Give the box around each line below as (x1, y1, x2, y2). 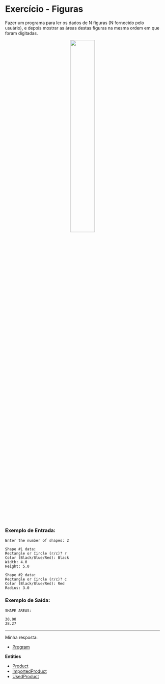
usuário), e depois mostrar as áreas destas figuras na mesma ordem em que (5, 25, 160, 31)
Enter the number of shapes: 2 (5, 538, 69, 543)
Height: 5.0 (5, 564, 29, 569)
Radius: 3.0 (5, 586, 29, 590)
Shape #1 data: (5, 547, 36, 552)
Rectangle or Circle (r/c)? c (5, 577, 67, 582)
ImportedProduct (12, 668, 47, 674)
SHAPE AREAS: (5, 608, 32, 613)
